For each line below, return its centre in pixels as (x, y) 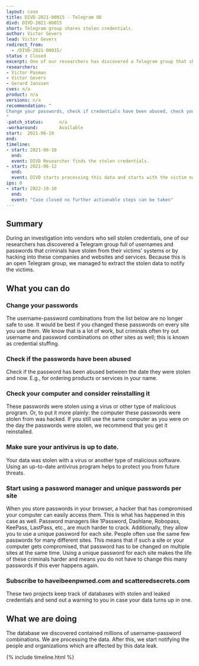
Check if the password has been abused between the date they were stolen (98, 372)
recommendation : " (29, 106)
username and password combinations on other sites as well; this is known (98, 337)
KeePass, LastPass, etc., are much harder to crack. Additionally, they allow (97, 527)
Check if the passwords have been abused (69, 359)
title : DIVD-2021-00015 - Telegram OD (54, 17)
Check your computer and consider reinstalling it (78, 394)
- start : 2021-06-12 (32, 166)
